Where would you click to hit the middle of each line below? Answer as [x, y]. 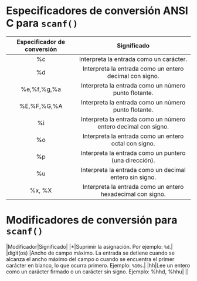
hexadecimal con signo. [133, 194]
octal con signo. [133, 143]
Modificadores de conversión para [92, 220]
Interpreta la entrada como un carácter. [133, 59]
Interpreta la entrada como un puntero [133, 153]
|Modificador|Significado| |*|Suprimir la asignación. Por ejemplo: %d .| [89, 246]
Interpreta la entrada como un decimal [133, 170]
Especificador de [41, 42]
